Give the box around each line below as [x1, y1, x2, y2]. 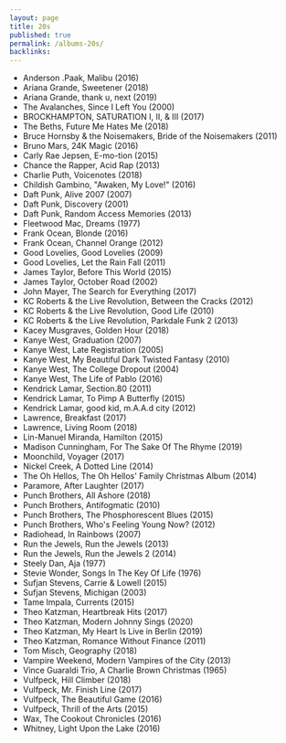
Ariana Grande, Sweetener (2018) [22, 82, 149, 93]
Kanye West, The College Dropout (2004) [22, 364, 180, 375]
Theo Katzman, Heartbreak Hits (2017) [22, 607, 168, 618]
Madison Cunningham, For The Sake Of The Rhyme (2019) [22, 441, 243, 452]
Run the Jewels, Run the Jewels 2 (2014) [22, 548, 176, 559]
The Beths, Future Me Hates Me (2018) [22, 121, 169, 133]
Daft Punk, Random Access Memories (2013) [22, 208, 192, 219]
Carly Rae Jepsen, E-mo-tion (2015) [22, 150, 159, 161]
